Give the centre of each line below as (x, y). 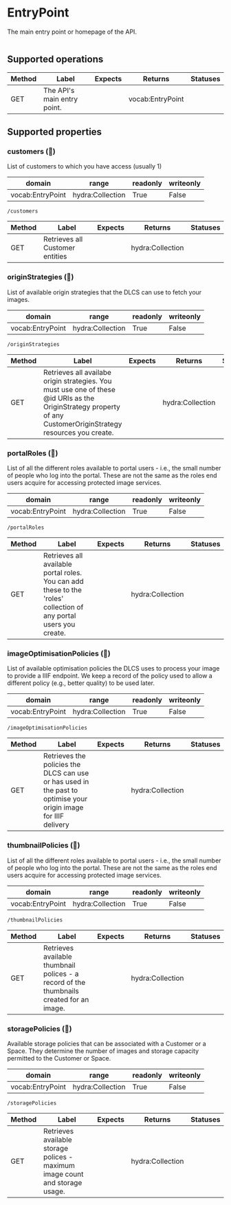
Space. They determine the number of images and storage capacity (103, 1051)
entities (55, 257)
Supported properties (54, 132)
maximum (59, 1165)
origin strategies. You (78, 381)
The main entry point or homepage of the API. (72, 32)
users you (59, 625)
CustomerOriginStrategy (83, 424)
